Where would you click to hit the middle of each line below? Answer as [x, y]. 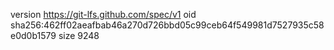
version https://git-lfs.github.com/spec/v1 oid [103, 14]
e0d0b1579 [33, 35]
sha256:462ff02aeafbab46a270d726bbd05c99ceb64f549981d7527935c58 [167, 25]
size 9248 [79, 35]
